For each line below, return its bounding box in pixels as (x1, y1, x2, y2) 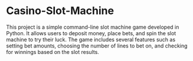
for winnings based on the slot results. (6, 48, 99, 55)
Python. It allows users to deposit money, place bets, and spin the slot (6, 29, 176, 36)
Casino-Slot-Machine (6, 4, 114, 18)
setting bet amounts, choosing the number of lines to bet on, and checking (6, 42, 188, 49)
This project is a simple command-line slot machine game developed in (6, 23, 179, 30)
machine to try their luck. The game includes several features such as (6, 36, 176, 43)
